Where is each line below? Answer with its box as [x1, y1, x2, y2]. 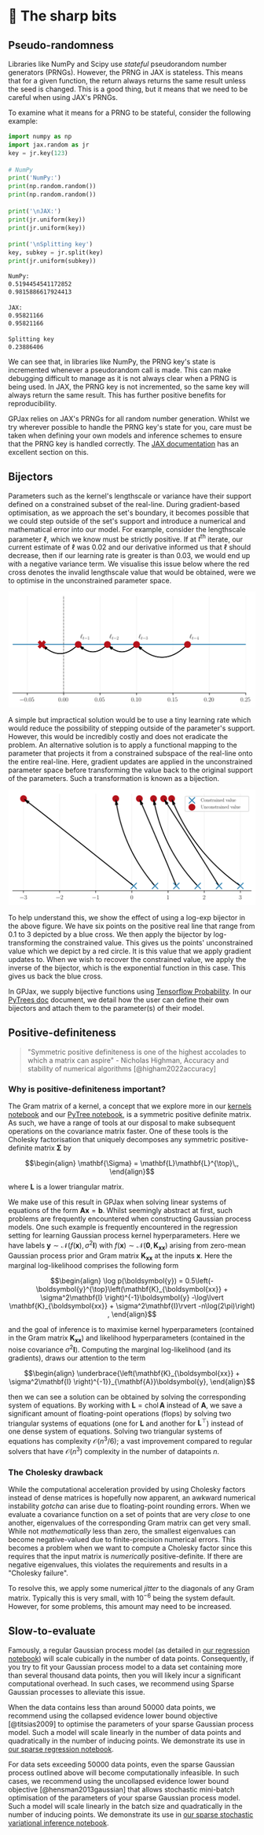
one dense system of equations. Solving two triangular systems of [8, 1426, 222, 1436]
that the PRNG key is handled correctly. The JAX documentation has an [8, 439, 240, 448]
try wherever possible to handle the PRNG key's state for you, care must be [8, 423, 252, 431]
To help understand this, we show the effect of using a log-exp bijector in [8, 913, 246, 922]
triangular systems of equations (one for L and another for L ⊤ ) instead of [8, 1417, 244, 1428]
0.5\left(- [185, 1276, 214, 1286]
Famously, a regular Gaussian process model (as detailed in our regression [8, 1645, 250, 1655]
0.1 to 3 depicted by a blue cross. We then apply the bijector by [8, 930, 212, 939]
